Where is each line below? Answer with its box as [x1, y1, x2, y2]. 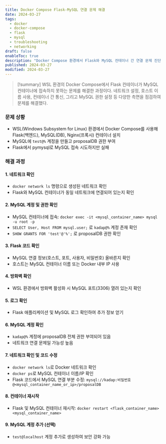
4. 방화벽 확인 [5, 273, 32, 279]
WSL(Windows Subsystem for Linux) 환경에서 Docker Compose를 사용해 [12, 126, 158, 132]
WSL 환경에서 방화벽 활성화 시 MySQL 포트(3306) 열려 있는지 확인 [12, 285, 142, 291]
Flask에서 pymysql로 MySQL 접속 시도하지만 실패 [12, 144, 110, 150]
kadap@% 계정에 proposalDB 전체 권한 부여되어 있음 [12, 333, 111, 340]
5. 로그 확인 [5, 297, 27, 303]
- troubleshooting [9, 40, 48, 45]
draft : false [5, 49, 32, 54]
